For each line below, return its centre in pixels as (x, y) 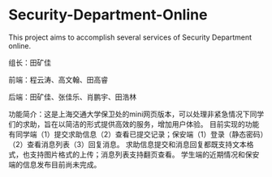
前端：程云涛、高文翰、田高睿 (58, 79)
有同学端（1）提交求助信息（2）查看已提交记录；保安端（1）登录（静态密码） (136, 134)
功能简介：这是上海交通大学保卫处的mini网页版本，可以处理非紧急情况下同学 (136, 114)
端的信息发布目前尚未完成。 (55, 164)
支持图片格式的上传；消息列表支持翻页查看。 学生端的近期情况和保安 (145, 154)
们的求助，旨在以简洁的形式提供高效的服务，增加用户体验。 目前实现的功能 (134, 124)
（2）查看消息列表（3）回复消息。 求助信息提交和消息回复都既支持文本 (128, 144)
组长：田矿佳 (30, 62)
